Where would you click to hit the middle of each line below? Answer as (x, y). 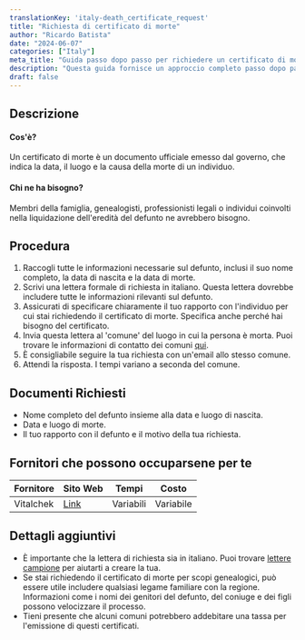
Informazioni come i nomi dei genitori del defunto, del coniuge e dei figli (157, 596)
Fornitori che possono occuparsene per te (131, 463)
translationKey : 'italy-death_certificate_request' (109, 18)
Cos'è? (23, 136)
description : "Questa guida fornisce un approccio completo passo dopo (148, 69)
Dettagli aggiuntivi (63, 536)
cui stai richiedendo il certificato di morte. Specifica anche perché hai (152, 316)
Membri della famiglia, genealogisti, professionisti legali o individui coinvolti (150, 208)
